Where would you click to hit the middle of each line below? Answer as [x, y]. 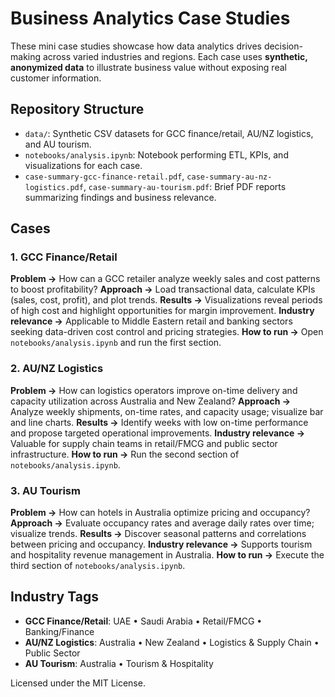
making [26, 56]
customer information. [56, 78]
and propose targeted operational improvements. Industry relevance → [158, 433]
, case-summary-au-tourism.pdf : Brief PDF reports [185, 186]
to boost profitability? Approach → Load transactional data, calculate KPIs [163, 289]
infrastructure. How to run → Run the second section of [125, 454]
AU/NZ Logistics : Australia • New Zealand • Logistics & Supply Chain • [172, 642]
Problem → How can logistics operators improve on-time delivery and [154, 390]
